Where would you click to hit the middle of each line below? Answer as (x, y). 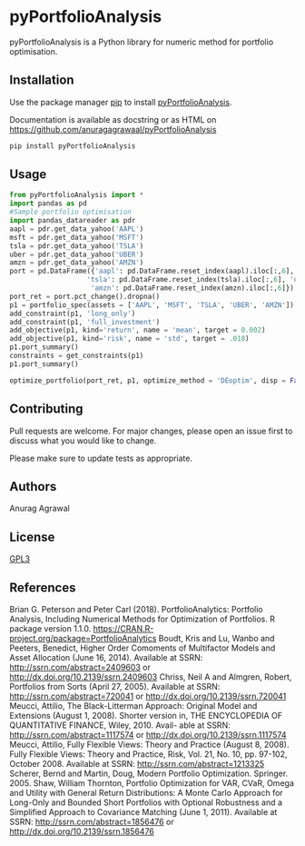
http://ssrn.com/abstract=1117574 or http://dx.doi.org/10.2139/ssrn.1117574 (148, 734)
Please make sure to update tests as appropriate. (101, 458)
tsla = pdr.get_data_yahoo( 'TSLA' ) (77, 246)
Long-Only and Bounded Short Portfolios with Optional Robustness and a (146, 802)
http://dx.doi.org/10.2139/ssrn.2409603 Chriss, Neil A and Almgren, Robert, (151, 677)
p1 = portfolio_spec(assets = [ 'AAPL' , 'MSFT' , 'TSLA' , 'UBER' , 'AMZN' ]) (152, 305)
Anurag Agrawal (39, 508)
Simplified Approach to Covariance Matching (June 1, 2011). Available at (143, 811)
